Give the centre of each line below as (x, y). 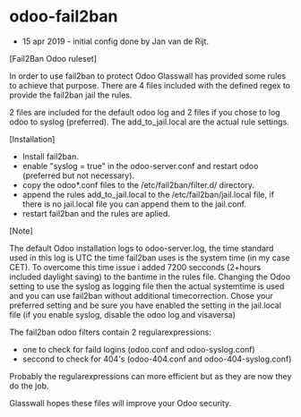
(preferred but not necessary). (78, 175)
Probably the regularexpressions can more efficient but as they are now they (150, 376)
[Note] (21, 231)
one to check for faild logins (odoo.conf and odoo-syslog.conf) (138, 349)
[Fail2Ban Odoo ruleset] (53, 58)
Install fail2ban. (50, 156)
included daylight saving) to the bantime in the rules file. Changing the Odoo (150, 277)
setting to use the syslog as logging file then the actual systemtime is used (147, 286)
